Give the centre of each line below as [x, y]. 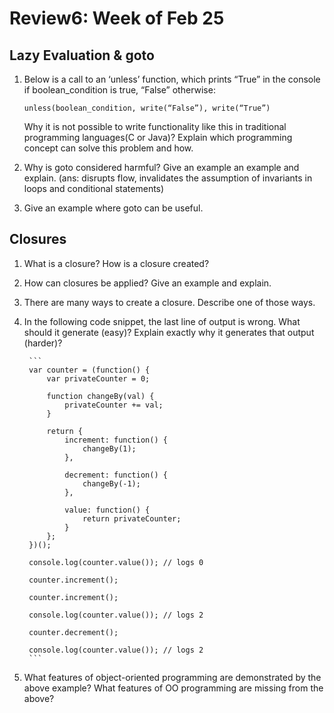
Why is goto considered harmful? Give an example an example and [161, 167]
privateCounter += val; [114, 405]
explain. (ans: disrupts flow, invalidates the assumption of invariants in [168, 178]
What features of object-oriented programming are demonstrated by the [172, 677]
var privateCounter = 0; [98, 378]
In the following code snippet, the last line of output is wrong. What [162, 321]
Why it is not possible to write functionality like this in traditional [155, 126]
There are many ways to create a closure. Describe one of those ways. [169, 302]
